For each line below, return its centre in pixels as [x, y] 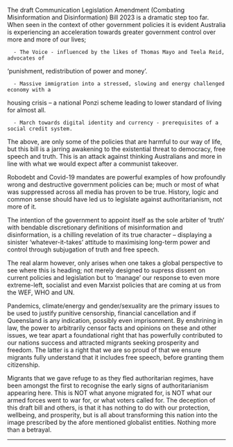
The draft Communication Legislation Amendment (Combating [96, 10]
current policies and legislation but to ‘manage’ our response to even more [113, 278]
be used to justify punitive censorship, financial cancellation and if [102, 313]
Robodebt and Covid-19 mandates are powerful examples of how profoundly [116, 177]
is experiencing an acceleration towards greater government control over [112, 32]
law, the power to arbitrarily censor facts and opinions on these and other [112, 328]
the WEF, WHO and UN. [41, 292]
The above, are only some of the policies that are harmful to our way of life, [115, 142]
